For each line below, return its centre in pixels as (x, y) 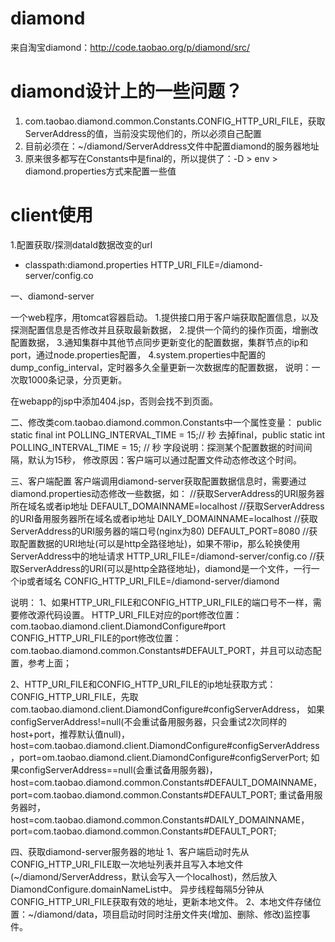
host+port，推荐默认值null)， (70, 734)
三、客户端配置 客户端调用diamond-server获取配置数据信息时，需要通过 (158, 481)
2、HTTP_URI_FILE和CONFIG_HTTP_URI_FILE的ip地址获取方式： (143, 684)
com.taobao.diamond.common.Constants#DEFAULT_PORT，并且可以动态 (161, 650)
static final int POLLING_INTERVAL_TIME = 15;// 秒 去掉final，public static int (167, 434)
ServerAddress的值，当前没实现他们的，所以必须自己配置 (143, 133)
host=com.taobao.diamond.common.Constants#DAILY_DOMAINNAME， (160, 819)
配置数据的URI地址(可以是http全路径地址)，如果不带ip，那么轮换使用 (159, 543)
